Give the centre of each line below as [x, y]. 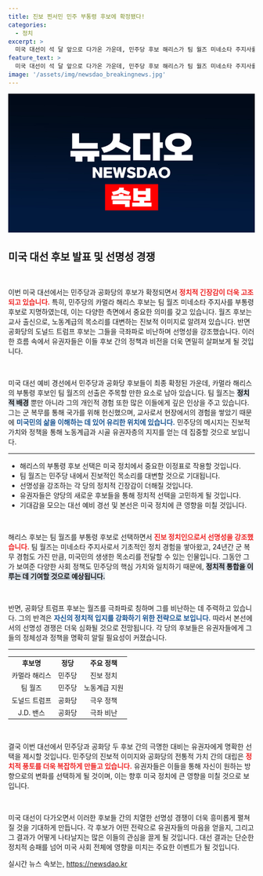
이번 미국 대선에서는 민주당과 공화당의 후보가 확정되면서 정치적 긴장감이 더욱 [124, 292]
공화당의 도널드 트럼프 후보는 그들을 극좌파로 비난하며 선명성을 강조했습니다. [124, 332]
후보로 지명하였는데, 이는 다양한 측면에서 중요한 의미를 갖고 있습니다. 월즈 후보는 [130, 312]
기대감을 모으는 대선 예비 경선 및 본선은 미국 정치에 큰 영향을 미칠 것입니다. [133, 506]
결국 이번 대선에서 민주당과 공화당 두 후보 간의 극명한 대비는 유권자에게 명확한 [126, 746]
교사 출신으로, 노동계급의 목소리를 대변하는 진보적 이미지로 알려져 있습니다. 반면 [129, 322]
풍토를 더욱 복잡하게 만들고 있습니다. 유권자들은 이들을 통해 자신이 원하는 [132, 766]
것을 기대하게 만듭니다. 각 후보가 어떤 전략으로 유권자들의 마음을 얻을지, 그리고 [135, 827]
